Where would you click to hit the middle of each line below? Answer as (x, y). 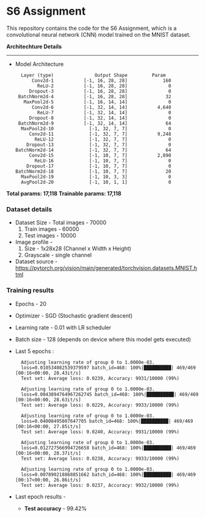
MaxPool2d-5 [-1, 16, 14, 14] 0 (97, 102)
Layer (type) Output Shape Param (93, 75)
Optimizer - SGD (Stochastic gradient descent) (74, 315)
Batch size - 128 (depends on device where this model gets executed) (103, 339)
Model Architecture (39, 64)
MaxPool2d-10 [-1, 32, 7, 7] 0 (96, 129)
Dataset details (29, 209)
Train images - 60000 (52, 229)
